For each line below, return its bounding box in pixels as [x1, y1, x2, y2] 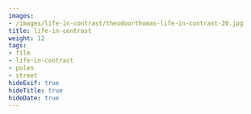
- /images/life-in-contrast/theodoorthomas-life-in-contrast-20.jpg [8, 19, 244, 27]
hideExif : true [8, 79, 60, 87]
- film [8, 49, 31, 57]
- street [8, 71, 38, 79]
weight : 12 [8, 34, 45, 43]
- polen [8, 64, 35, 72]
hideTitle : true [8, 86, 63, 95]
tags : [8, 42, 27, 50]
